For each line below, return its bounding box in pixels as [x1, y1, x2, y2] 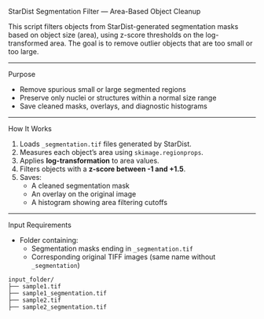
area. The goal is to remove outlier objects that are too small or [49, 38, 253, 48]
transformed [8, 38, 49, 48]
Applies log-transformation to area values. [19, 156, 159, 165]
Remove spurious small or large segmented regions [19, 85, 186, 93]
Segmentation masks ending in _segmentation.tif [31, 244, 194, 253]
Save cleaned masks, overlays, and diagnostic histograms [19, 101, 208, 111]
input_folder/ [8, 276, 55, 284]
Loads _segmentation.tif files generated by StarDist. [19, 139, 192, 148]
